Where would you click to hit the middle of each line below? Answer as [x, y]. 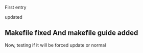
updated [14, 17]
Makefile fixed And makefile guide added [71, 33]
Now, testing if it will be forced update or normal [55, 45]
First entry [16, 7]
